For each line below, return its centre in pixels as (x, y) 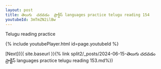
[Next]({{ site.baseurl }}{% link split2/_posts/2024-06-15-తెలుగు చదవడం (80, 54)
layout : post (19, 10)
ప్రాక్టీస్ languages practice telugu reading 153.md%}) (59, 61)
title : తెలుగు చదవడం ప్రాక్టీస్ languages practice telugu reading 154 (77, 15)
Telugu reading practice (30, 34)
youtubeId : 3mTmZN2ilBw (31, 19)
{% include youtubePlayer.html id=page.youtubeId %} (62, 44)
